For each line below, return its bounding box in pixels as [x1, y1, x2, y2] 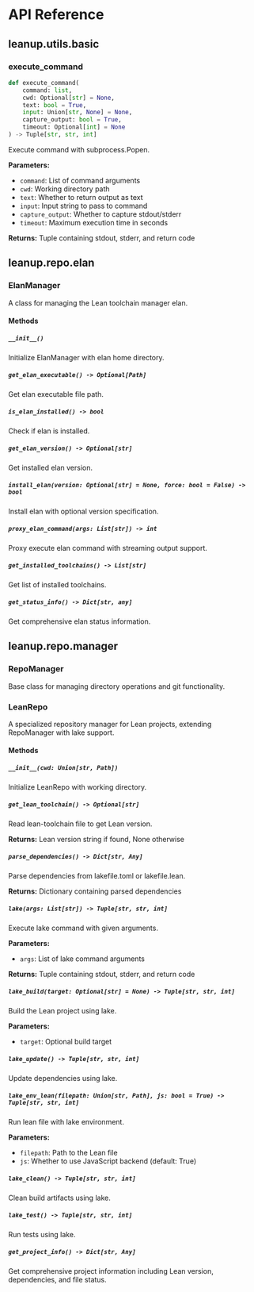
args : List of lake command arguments [19, 954, 145, 963]
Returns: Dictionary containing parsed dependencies [8, 886, 182, 896]
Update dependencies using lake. [8, 1074, 118, 1083]
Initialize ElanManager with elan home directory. [8, 353, 165, 363]
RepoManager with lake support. [8, 728, 115, 737]
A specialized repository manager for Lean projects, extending [8, 719, 212, 729]
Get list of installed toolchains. [8, 579, 107, 589]
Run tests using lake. [8, 1230, 76, 1240]
